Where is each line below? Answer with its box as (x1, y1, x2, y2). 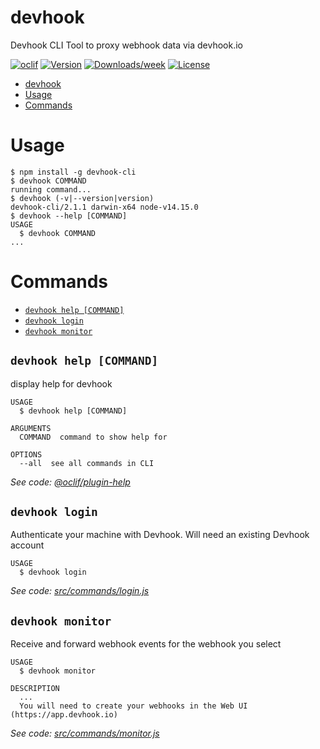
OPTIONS (10, 449, 43, 460)
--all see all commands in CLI (19, 458, 155, 468)
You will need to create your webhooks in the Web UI (19, 701, 248, 711)
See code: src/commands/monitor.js (10, 727, 160, 740)
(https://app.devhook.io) (10, 710, 118, 720)
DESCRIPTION (10, 684, 60, 694)
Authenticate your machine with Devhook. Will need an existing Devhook (10, 529, 310, 541)
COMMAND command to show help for (19, 432, 168, 442)
